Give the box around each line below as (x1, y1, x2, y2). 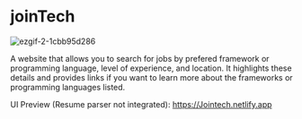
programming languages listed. (10, 81, 126, 92)
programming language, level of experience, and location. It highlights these (10, 63, 292, 73)
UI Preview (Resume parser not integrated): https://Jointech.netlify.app (10, 98, 272, 109)
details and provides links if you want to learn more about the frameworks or (10, 72, 293, 82)
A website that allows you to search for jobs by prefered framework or (10, 53, 270, 64)
